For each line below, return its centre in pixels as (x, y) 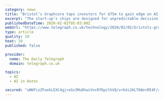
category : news (20, 9)
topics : (13, 72)
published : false (23, 46)
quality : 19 (17, 37)
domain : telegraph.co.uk (35, 64)
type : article (20, 32)
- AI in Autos (24, 81)
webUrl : (13, 28)
